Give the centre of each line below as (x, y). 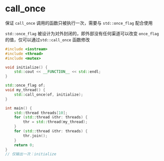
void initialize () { (27, 67)
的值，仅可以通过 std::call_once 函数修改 (48, 40)
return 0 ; (24, 145)
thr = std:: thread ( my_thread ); (55, 122)
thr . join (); (36, 136)
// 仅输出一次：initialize (31, 154)
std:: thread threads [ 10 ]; (41, 113)
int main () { (19, 108)
